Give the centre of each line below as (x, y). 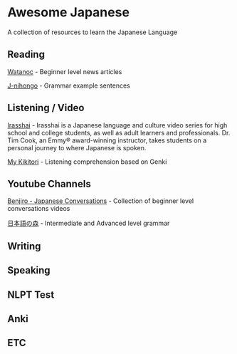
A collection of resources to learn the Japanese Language (93, 32)
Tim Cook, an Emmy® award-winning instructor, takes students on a (107, 140)
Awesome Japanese (69, 12)
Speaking (29, 270)
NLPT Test (31, 295)
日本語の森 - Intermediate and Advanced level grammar (89, 223)
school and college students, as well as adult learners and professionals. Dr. (119, 132)
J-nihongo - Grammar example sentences (69, 85)
